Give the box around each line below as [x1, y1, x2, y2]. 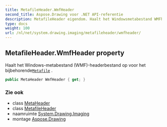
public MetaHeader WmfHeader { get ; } [5, 77, 85, 82]
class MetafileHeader [12, 105, 56, 111]
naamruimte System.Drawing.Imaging [12, 111, 89, 117]
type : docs [5, 21, 28, 26]
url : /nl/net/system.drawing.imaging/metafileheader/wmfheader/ [5, 30, 141, 35]
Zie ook [5, 89, 24, 96]
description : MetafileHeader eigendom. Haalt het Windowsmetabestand [5, 16, 153, 21]
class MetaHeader [12, 100, 50, 106]
